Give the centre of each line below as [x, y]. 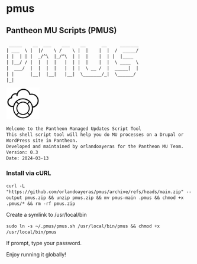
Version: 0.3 [22, 152]
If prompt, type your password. [44, 243]
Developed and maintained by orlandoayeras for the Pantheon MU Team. [95, 146]
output [14, 198]
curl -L [16, 186]
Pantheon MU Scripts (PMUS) [62, 30]
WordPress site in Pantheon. [42, 141]
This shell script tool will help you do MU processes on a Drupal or [95, 135]
